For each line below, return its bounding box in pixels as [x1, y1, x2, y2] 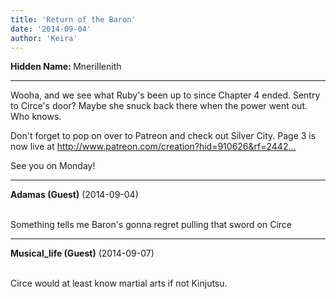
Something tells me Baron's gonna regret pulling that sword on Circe [10, 219, 293, 231]
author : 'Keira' [10, 33, 78, 43]
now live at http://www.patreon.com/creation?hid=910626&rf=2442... [10, 141, 297, 153]
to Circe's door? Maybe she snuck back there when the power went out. [10, 100, 308, 112]
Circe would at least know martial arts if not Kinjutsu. [10, 277, 228, 290]
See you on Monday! [10, 160, 96, 172]
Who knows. [10, 111, 62, 123]
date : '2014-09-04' [10, 24, 92, 34]
